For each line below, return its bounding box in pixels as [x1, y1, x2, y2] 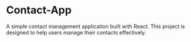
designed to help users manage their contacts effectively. [6, 29, 147, 36]
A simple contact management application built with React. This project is [6, 23, 185, 30]
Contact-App [6, 3, 72, 17]
